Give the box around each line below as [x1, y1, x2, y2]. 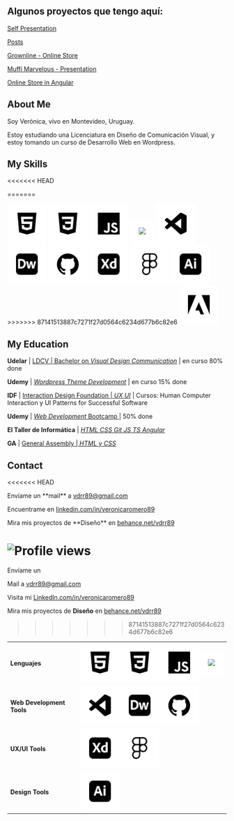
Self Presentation [7, 24, 57, 32]
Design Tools [10, 787, 49, 796]
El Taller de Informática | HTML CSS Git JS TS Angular [7, 426, 165, 434]
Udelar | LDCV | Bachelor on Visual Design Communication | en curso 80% [7, 357, 224, 365]
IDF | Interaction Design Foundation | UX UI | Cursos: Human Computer [7, 391, 211, 400]
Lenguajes [10, 659, 42, 667]
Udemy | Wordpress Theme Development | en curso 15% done [7, 378, 187, 386]
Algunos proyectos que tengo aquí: [7, 6, 164, 17]
